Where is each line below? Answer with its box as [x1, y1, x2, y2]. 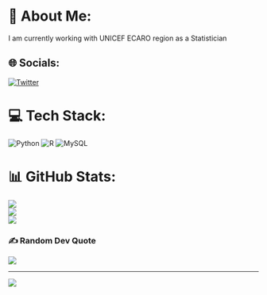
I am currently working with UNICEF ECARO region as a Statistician [8, 33, 227, 43]
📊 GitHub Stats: [8, 167, 117, 186]
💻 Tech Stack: [8, 106, 106, 125]
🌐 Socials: [8, 56, 60, 70]
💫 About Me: [8, 7, 92, 25]
